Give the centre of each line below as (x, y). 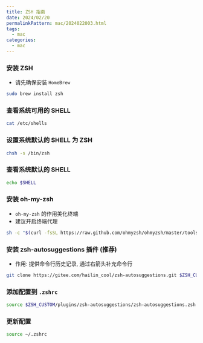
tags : (13, 29)
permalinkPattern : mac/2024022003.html (56, 23)
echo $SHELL (21, 182)
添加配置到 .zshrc (32, 291)
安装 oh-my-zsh (30, 199)
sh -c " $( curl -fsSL (32, 233)
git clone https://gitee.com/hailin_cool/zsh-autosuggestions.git (92, 275)
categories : (21, 40)
